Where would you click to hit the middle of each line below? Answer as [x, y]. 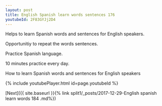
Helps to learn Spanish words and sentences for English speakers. [75, 34]
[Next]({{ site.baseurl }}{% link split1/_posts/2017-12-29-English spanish [81, 93]
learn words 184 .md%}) [31, 99]
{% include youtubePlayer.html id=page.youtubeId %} [62, 83]
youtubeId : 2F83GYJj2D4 [31, 19]
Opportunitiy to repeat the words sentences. [52, 44]
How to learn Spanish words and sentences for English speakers [73, 73]
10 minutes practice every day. [37, 64]
